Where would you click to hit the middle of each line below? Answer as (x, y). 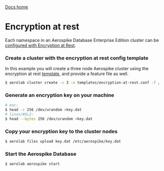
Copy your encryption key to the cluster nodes (61, 131)
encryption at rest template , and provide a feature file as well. (67, 74)
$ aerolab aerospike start (32, 164)
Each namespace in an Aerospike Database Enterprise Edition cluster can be (82, 40)
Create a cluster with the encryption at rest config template (77, 58)
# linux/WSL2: (20, 114)
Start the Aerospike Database (41, 154)
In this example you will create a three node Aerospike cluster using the (77, 69)
